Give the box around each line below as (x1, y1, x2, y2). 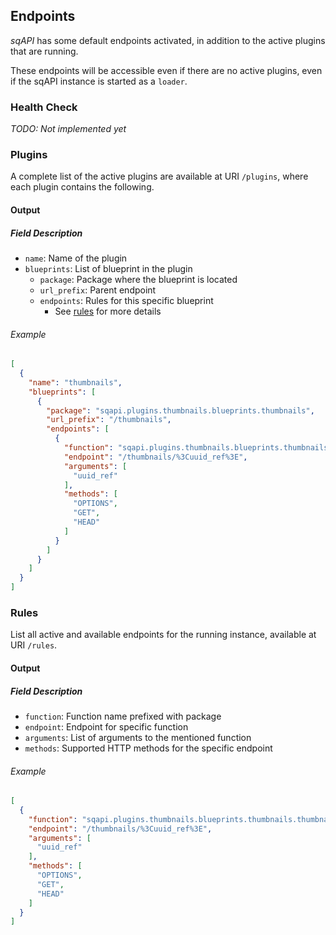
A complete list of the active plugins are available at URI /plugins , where (10, 170, 309, 183)
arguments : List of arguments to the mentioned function (24, 731, 252, 743)
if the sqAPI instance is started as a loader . (10, 75, 188, 87)
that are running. (10, 45, 79, 57)
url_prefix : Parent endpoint (39, 284, 157, 296)
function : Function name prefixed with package (24, 710, 222, 722)
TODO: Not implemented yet (10, 123, 127, 135)
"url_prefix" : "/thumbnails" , (46, 415, 172, 425)
